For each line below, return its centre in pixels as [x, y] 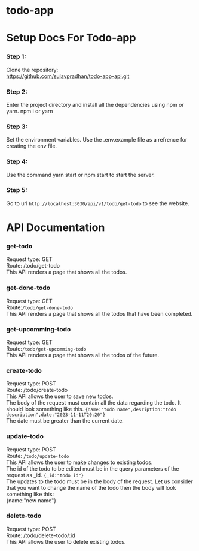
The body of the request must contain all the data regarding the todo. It [94, 403]
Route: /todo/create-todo [37, 390]
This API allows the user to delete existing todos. [66, 541]
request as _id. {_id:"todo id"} [45, 475]
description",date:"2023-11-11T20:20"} [56, 415]
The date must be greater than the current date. [65, 421]
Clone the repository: [32, 70]
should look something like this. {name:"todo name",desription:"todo [91, 409]
